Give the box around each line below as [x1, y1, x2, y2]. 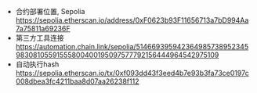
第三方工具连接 [15, 34, 64, 42]
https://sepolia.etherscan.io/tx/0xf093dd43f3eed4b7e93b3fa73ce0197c [15, 69, 249, 77]
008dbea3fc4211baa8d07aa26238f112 [15, 77, 139, 86]
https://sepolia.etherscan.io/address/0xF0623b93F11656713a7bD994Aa [15, 16, 249, 25]
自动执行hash [15, 59, 60, 69]
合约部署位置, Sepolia [15, 7, 85, 16]
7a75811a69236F [15, 24, 71, 33]
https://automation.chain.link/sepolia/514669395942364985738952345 [15, 42, 249, 51]
